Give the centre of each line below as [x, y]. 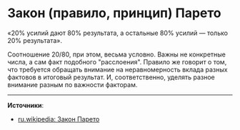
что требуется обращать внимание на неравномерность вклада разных [117, 69]
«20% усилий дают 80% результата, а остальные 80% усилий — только [118, 33]
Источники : [26, 105]
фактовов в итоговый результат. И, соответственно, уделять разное [111, 77]
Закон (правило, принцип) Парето [114, 13]
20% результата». [35, 40]
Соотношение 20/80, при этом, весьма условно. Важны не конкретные [117, 54]
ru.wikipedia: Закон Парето [59, 119]
